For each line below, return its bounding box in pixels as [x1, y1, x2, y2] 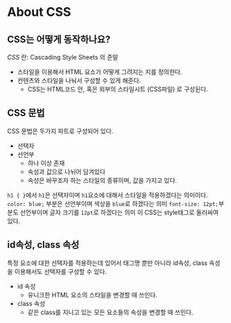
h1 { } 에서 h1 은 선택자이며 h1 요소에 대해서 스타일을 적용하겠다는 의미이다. [7, 191, 208, 199]
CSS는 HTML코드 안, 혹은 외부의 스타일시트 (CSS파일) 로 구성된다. [27, 85, 209, 93]
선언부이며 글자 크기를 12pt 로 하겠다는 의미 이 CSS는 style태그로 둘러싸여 [19, 208, 219, 216]
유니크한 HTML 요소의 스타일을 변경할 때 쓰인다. [27, 290, 158, 299]
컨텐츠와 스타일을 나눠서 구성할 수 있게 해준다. [17, 77, 142, 84]
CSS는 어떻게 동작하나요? [7, 33, 111, 45]
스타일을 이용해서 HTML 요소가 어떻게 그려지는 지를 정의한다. [17, 68, 183, 76]
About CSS [7, 4, 71, 20]
